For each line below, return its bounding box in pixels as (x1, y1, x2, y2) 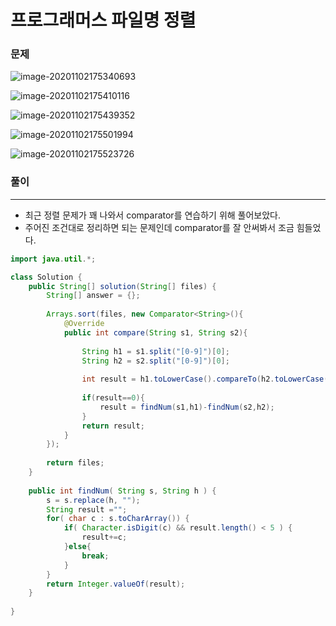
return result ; (81, 421, 145, 431)
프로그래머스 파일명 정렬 (10, 9, 197, 32)
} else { (63, 542, 92, 552)
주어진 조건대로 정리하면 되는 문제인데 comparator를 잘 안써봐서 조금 (24, 221, 295, 233)
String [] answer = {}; (46, 291, 141, 301)
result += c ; (81, 532, 128, 543)
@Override (63, 319, 105, 329)
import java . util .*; (10, 254, 97, 264)
